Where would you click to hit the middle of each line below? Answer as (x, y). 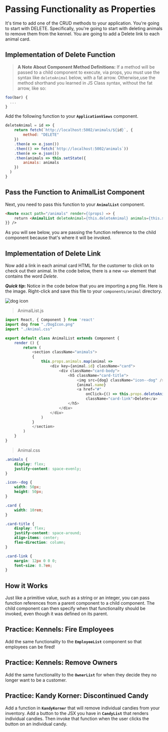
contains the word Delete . (32, 276)
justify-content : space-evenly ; (48, 469)
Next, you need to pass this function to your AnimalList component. (75, 204)
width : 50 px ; (28, 487)
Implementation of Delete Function (60, 55)
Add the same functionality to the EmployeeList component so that (73, 641)
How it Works (26, 585)
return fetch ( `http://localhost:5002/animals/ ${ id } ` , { (74, 130)
